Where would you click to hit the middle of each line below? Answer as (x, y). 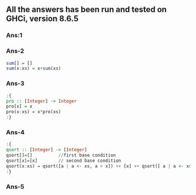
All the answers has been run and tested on (87, 10)
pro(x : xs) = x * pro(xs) (34, 112)
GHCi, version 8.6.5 (42, 19)
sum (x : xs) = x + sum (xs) (34, 69)
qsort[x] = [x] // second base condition (64, 161)
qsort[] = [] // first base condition (61, 155)
